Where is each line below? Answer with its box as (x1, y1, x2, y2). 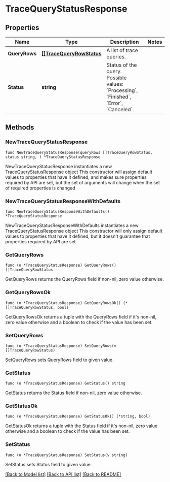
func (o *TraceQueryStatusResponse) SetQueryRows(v (5, 343, 116, 348)
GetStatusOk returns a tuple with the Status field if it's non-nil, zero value (5, 423, 158, 429)
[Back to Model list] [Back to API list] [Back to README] (5, 471, 121, 477)
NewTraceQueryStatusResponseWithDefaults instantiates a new (5, 222, 139, 229)
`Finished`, (106, 93, 132, 100)
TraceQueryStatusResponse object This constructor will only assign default (5, 228, 163, 234)
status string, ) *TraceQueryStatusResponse (5, 154, 101, 159)
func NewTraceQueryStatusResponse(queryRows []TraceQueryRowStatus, (5, 150, 153, 155)
